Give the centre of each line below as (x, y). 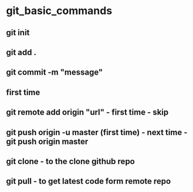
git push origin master (47, 141)
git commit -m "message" (55, 73)
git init (18, 33)
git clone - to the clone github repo (70, 161)
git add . (21, 52)
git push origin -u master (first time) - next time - (97, 132)
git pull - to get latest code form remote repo (89, 181)
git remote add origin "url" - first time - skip (87, 112)
